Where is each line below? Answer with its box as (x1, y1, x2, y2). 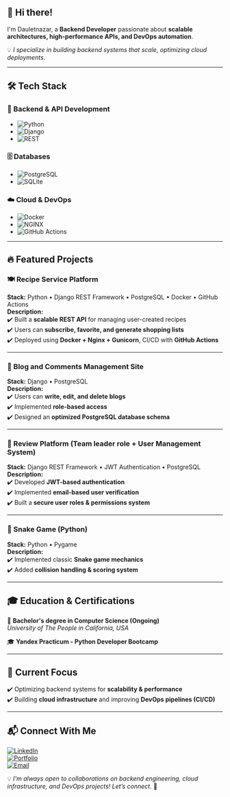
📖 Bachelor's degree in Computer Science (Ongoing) (7, 617, 159, 625)
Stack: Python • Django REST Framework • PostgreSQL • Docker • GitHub (7, 292, 218, 301)
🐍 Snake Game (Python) (7, 524, 88, 534)
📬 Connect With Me (7, 725, 97, 737)
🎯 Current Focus (7, 666, 78, 678)
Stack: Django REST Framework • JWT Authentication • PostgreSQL (7, 463, 201, 471)
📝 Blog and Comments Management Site (7, 362, 144, 371)
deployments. (7, 53, 46, 62)
